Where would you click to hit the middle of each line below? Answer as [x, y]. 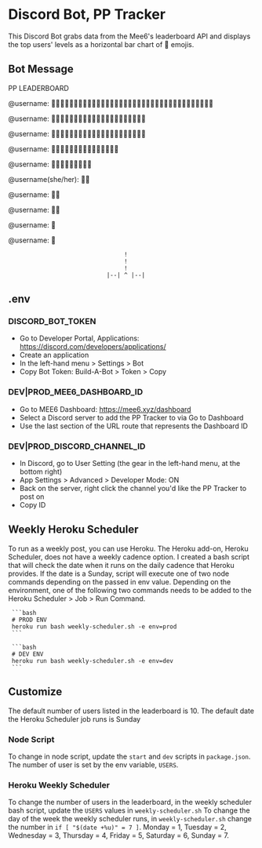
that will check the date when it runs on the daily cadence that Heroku [121, 565]
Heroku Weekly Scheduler [59, 784]
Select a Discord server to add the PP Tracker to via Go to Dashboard [131, 417]
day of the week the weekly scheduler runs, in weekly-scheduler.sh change [130, 819]
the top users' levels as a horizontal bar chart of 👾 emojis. [101, 44]
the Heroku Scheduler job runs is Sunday [75, 719]
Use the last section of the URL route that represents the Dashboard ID [134, 426]
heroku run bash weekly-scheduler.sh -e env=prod [94, 626]
